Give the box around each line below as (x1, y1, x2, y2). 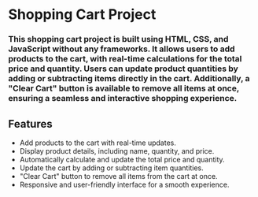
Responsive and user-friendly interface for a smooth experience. (19, 180, 230, 189)
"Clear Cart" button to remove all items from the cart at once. (19, 171, 218, 180)
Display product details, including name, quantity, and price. (19, 146, 215, 155)
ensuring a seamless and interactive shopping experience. (8, 93, 238, 104)
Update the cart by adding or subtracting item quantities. (19, 163, 205, 173)
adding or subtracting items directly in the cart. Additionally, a (8, 73, 250, 84)
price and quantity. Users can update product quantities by (8, 63, 238, 74)
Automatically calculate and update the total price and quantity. (19, 154, 226, 164)
